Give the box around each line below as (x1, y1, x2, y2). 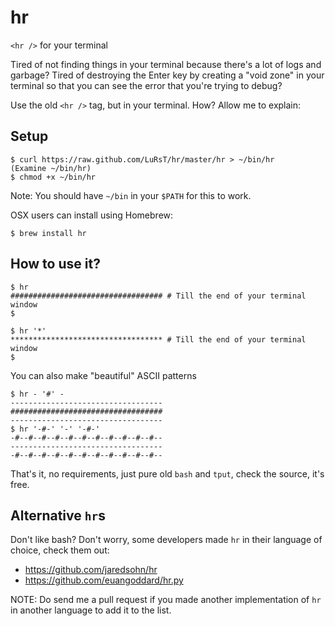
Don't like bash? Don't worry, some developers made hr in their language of (10, 534, 323, 546)
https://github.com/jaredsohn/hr (24, 564, 158, 576)
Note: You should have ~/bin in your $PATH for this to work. (10, 189, 252, 201)
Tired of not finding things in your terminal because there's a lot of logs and (10, 58, 322, 70)
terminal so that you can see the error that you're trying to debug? (10, 79, 283, 91)
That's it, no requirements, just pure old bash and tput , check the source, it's (10, 467, 325, 480)
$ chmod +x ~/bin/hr (10, 172, 97, 182)
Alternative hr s (10, 507, 106, 524)
